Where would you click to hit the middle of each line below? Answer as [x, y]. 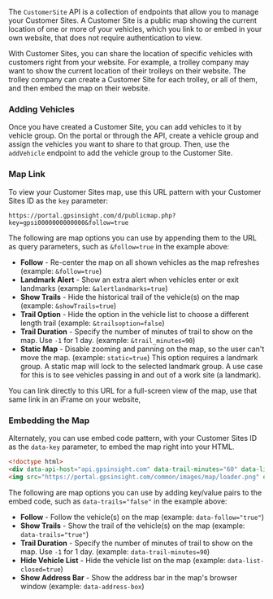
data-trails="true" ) [54, 534]
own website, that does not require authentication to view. [105, 37]
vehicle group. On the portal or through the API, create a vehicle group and [134, 136]
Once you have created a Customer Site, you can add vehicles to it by [125, 127]
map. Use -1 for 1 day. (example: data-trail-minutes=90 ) [115, 551]
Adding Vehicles [41, 109]
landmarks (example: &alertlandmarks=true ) [94, 288]
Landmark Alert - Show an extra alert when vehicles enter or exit [130, 280]
